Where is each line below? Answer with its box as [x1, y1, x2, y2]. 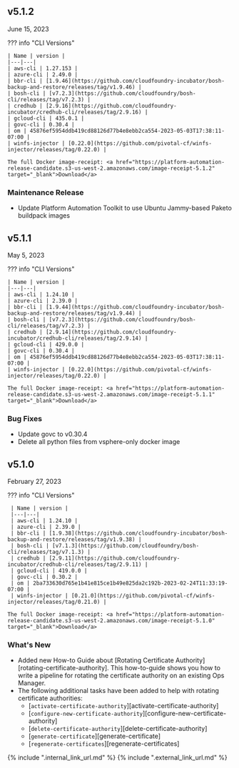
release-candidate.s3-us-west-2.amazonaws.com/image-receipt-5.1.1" [7, 390, 215, 398]
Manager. [17, 679, 46, 687]
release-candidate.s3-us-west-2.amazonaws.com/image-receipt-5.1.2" [7, 164, 215, 172]
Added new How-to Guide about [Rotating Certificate [17, 656, 175, 665]
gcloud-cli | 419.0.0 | [16, 567, 88, 575]
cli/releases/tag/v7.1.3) [7, 549, 84, 556]
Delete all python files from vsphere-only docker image [17, 438, 180, 446]
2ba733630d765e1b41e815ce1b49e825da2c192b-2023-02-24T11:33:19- [33, 580, 228, 587]
